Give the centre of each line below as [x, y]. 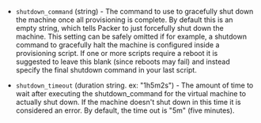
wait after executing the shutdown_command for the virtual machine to [131, 93]
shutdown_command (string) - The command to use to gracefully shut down [134, 11]
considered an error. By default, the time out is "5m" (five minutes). [125, 110]
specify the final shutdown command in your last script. [106, 70]
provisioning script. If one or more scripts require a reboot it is [117, 53]
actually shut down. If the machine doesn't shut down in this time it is [128, 102]
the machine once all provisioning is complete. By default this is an [124, 20]
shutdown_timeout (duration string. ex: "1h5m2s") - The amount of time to [134, 85]
